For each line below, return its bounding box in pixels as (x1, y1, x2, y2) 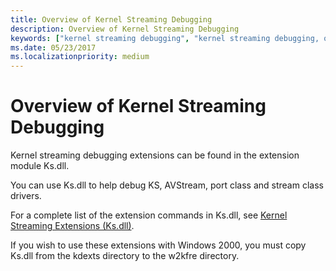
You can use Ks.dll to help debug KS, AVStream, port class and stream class (10, 179, 324, 191)
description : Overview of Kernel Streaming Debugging (10, 24, 240, 34)
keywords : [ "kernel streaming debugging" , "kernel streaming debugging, (10, 33, 320, 43)
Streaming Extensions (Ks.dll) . (10, 220, 135, 232)
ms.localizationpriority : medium (10, 52, 150, 62)
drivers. (10, 190, 42, 202)
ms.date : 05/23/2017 (10, 42, 97, 53)
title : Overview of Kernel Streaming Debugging (10, 14, 213, 25)
